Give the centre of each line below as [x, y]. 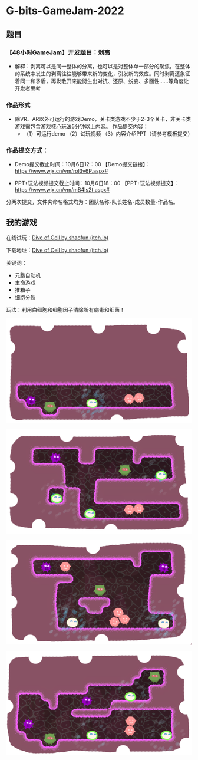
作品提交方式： [27, 150]
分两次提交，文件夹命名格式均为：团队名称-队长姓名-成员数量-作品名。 [92, 202]
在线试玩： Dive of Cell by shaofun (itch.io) [57, 238]
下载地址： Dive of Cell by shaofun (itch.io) [57, 250]
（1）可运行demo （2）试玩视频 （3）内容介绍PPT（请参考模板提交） [108, 134]
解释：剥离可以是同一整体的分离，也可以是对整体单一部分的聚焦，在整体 [102, 66]
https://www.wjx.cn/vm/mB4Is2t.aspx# [62, 190]
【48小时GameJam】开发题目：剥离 [58, 52]
